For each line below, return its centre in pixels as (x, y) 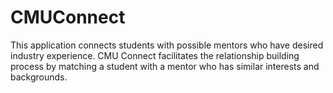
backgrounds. (39, 77)
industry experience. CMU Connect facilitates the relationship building (155, 55)
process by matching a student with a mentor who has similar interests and (165, 66)
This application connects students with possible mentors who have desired (167, 45)
